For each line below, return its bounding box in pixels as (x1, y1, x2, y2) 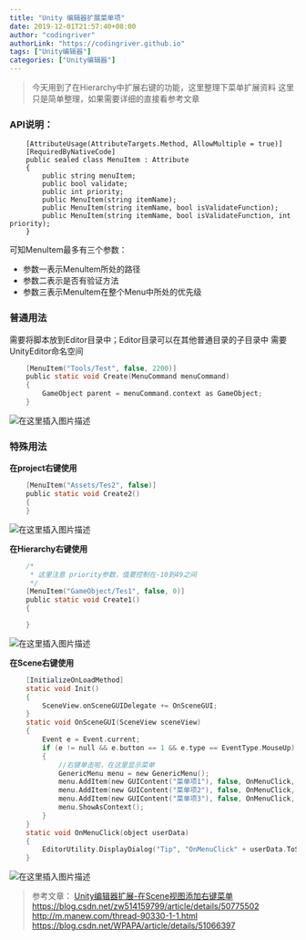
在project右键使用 (9, 462, 77, 474)
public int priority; (42, 188, 125, 197)
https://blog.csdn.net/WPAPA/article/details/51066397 (31, 920, 236, 931)
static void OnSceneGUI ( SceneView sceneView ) (25, 718, 202, 728)
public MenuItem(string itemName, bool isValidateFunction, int (42, 212, 291, 221)
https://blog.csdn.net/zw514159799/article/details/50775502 (31, 901, 260, 912)
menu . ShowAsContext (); (57, 803, 145, 812)
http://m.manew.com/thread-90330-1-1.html (31, 911, 199, 922)
